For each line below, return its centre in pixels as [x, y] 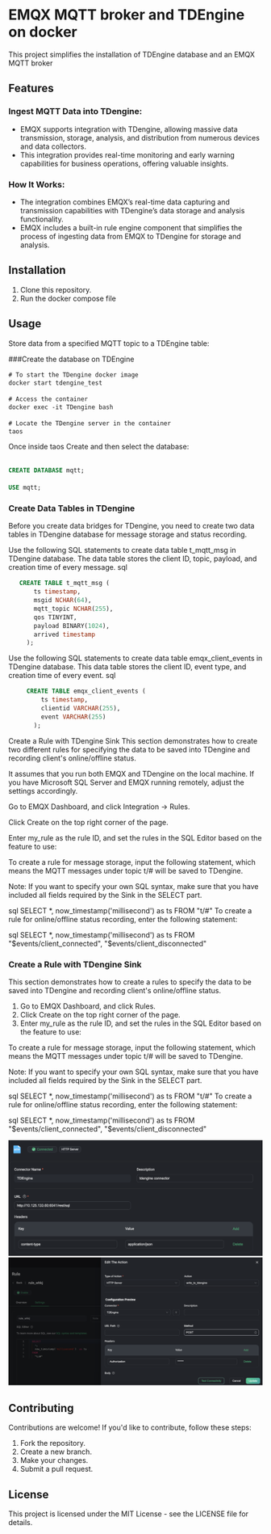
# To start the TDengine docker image [73, 375]
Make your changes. [54, 1460]
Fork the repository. [53, 1443]
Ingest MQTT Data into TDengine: [75, 112]
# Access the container [48, 399]
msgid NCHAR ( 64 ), [63, 601]
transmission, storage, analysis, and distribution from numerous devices [140, 137]
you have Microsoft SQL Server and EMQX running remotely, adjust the [126, 782]
